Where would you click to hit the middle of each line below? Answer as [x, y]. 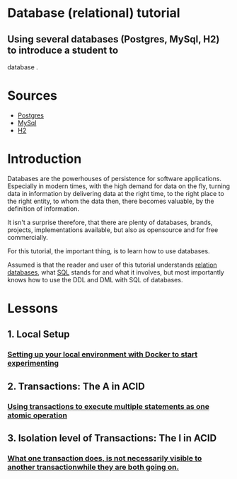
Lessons [33, 308]
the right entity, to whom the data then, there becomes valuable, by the [111, 201]
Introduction [45, 159]
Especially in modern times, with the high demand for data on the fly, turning [119, 186]
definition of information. [44, 208]
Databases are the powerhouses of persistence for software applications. [114, 178]
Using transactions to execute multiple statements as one [109, 406]
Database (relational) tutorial [94, 13]
